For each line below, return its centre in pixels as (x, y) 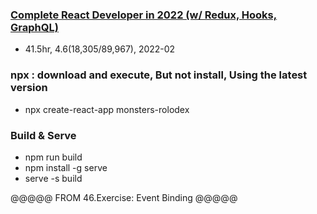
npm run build (53, 157)
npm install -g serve (66, 167)
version (29, 88)
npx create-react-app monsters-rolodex (107, 109)
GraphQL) (34, 27)
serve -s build (53, 178)
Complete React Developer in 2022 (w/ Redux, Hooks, (144, 15)
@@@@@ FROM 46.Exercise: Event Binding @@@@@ (124, 197)
